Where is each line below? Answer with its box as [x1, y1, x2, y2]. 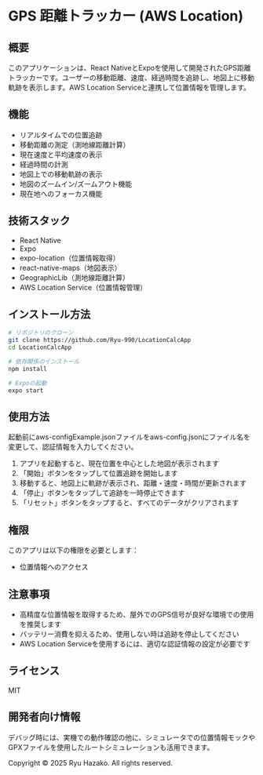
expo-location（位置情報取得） [19, 253, 120, 263]
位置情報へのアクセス [19, 562, 89, 572]
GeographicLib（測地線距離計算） [19, 272, 130, 282]
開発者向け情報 [8, 711, 81, 724]
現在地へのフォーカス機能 [19, 189, 103, 198]
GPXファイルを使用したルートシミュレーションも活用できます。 [8, 742, 214, 751]
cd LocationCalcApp [8, 344, 72, 351]
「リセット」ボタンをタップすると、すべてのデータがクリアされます [19, 498, 239, 508]
